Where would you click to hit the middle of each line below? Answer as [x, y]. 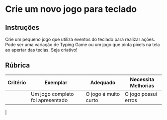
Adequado [103, 82]
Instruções [22, 28]
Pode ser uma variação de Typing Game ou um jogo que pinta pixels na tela [83, 45]
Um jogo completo [52, 94]
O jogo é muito [103, 94]
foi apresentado [49, 100]
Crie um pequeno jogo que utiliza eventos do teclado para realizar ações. [80, 39]
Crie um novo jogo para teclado [71, 9]
